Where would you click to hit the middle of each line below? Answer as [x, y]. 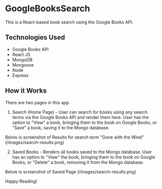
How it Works [26, 91]
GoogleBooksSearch [48, 9]
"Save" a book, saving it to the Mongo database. [61, 127]
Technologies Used [35, 37]
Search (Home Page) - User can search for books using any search [80, 112]
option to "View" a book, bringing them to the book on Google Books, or [84, 122]
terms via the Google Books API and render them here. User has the [80, 117]
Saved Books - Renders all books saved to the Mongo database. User [82, 152]
